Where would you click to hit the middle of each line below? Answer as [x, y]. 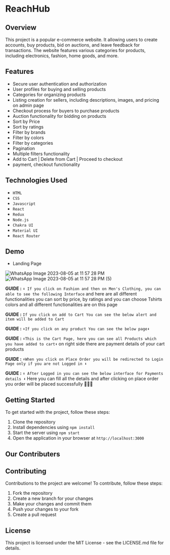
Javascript [24, 204]
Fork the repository [33, 493]
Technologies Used [36, 180]
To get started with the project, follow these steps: [58, 412]
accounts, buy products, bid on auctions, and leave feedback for [73, 45]
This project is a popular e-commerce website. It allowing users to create [81, 39]
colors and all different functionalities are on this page [61, 305]
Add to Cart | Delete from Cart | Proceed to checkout [68, 159]
